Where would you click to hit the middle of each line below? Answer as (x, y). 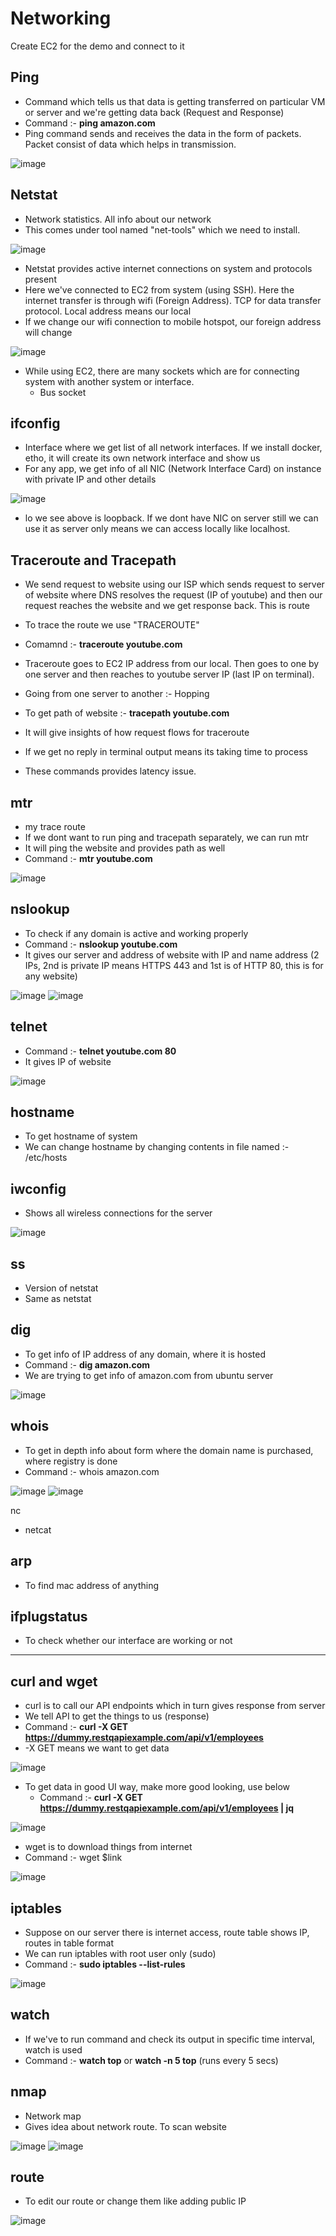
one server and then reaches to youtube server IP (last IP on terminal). (169, 674)
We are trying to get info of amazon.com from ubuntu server (149, 1375)
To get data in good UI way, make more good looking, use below (157, 1787)
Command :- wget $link (73, 1858)
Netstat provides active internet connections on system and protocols (168, 268)
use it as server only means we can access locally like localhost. (157, 529)
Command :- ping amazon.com (90, 123)
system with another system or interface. (109, 381)
